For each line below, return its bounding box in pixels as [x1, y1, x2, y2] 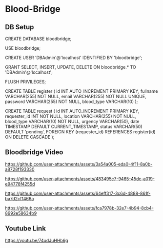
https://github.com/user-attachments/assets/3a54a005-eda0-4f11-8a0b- [5, 161, 153, 167]
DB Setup [5, 23, 34, 31]
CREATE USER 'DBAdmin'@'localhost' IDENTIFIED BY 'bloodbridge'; [5, 55, 143, 61]
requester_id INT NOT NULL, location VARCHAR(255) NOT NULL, [5, 113, 137, 119]
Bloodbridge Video [5, 148, 63, 157]
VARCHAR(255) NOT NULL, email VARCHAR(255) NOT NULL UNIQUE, [5, 94, 146, 99]
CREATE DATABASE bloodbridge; [5, 36, 72, 41]
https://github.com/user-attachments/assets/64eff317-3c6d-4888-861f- [5, 190, 151, 196]
